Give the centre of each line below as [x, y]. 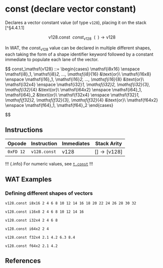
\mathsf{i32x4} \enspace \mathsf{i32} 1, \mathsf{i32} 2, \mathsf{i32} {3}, [78, 84]
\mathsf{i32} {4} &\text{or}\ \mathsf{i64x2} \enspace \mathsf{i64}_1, [74, 89]
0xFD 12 [16, 152]
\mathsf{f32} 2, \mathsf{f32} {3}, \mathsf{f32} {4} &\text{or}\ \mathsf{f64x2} [81, 100]
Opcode [17, 144]
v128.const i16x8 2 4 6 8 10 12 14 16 [44, 212]
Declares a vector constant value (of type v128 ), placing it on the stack [76, 22]
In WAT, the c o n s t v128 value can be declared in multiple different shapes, [78, 48]
